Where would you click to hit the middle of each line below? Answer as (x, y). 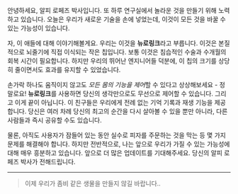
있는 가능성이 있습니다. (39, 28)
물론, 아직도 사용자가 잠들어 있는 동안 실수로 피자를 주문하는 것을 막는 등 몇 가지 (117, 135)
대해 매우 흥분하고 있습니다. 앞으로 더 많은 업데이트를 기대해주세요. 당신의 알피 (115, 153)
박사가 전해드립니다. (48, 162)
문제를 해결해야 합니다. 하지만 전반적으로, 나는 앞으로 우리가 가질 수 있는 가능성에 (119, 144)
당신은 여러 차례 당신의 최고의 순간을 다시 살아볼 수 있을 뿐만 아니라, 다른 (128, 111)
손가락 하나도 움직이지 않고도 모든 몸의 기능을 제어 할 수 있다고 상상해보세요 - (113, 85)
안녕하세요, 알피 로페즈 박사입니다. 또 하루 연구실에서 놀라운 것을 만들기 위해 (112, 10)
